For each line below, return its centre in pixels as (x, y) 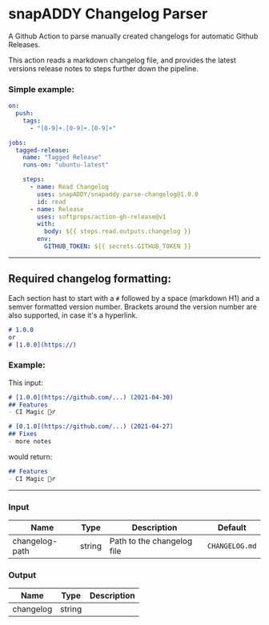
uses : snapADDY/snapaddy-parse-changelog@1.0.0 (118, 194)
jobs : (17, 142)
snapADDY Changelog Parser (108, 14)
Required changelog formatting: (90, 279)
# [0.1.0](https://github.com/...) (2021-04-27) (91, 427)
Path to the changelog (151, 541)
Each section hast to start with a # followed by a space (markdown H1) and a (134, 298)
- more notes (30, 442)
